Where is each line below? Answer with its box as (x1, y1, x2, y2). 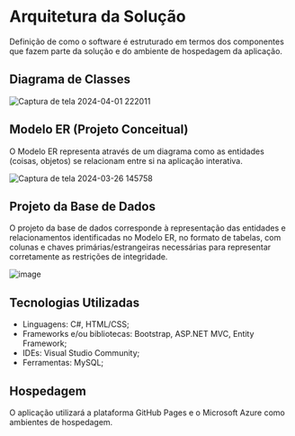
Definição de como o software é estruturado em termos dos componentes (9, 36, 285, 47)
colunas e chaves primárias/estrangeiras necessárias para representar (9, 241, 272, 253)
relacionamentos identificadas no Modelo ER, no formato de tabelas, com (9, 232, 282, 243)
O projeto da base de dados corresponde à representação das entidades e (9, 223, 286, 233)
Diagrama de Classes (9, 72, 131, 87)
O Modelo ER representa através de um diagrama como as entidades (9, 146, 265, 157)
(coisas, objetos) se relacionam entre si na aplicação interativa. (9, 155, 243, 166)
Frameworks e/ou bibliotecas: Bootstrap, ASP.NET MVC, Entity (22, 329, 255, 340)
